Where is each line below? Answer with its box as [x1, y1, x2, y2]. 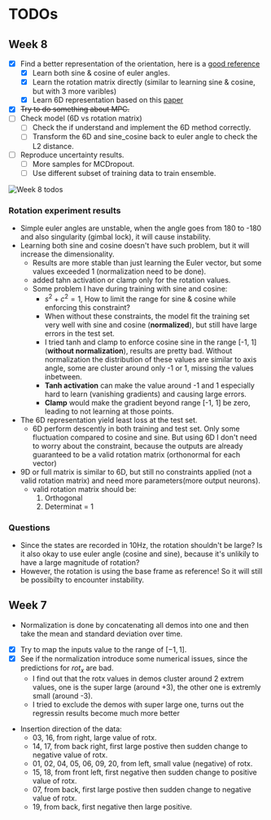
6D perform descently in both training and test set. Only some [32, 423, 240, 433]
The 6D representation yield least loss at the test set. [20, 414, 198, 424]
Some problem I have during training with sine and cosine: [32, 283, 228, 293]
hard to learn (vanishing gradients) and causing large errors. [44, 388, 247, 399]
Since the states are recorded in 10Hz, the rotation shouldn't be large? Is [20, 540, 263, 550]
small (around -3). [32, 691, 94, 700]
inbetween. [44, 371, 83, 381]
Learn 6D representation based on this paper [32, 95, 184, 105]
